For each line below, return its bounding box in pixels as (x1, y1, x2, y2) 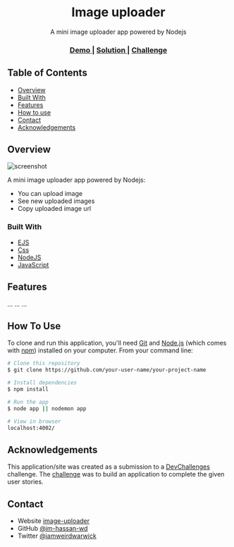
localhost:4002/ (7, 424, 55, 431)
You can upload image (17, 190, 83, 198)
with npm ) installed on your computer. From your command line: (7, 346, 194, 355)
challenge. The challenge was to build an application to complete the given (7, 470, 225, 479)
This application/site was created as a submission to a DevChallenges (7, 462, 210, 471)
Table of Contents (7, 67, 88, 79)
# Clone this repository (7, 360, 80, 367)
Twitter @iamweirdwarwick (17, 531, 97, 540)
